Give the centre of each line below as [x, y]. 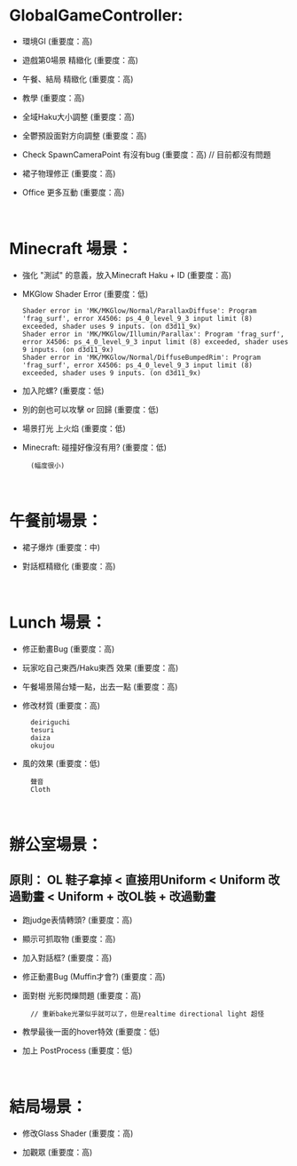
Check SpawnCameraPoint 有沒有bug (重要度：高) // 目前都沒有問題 [147, 154]
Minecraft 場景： [71, 249]
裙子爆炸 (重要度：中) [61, 547]
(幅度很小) [48, 466]
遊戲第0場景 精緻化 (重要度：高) [80, 60]
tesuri [43, 730]
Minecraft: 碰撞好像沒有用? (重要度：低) [94, 447]
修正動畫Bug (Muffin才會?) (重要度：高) [94, 976]
